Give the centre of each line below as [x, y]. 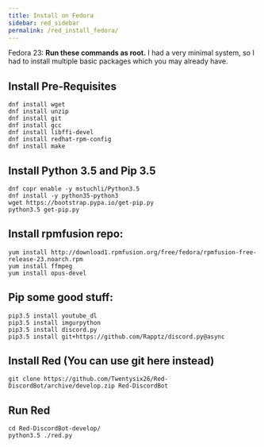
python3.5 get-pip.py [44, 210]
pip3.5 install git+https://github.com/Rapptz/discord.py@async [117, 337]
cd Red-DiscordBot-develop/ [55, 429]
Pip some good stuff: [61, 297]
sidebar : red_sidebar [44, 23]
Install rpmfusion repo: [66, 234]
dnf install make [37, 146]
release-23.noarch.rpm [46, 259]
